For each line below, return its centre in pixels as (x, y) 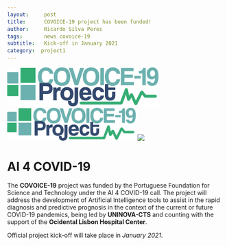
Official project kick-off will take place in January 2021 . (85, 235)
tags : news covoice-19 (49, 36)
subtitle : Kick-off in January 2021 (62, 44)
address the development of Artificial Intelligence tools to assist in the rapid (114, 200)
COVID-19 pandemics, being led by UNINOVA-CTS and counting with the (110, 215)
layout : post (32, 14)
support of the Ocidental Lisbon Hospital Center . (77, 222)
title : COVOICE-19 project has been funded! (80, 22)
